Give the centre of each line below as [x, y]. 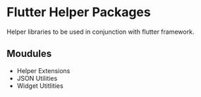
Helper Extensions [43, 70]
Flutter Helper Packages [79, 12]
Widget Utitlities [40, 86]
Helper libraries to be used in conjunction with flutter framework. [100, 32]
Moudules [29, 54]
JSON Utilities [37, 78]
